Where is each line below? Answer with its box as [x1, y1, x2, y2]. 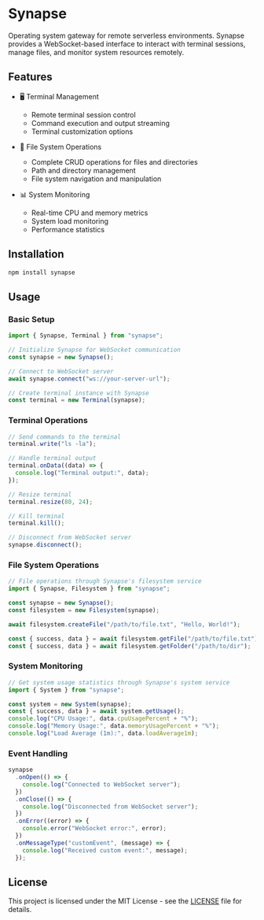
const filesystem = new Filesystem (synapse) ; [8, 606, 159, 614]
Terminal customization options [31, 127, 134, 136]
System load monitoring [31, 216, 108, 225]
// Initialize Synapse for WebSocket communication [8, 346, 181, 354]
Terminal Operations [8, 415, 88, 426]
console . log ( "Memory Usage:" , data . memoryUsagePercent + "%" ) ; [8, 722, 220, 730]
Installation [8, 247, 64, 261]
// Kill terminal [8, 512, 65, 520]
